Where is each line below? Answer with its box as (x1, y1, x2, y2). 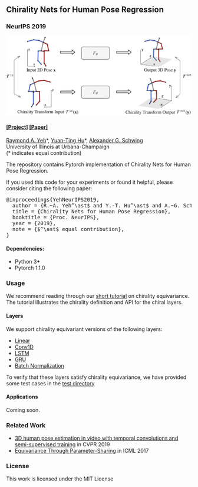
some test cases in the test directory (6, 379, 95, 387)
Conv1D (14, 343, 34, 350)
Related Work (6, 421, 46, 429)
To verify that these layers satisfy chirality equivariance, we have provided (6, 374, 187, 381)
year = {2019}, (12, 220, 56, 226)
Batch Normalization (14, 362, 65, 369)
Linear (14, 337, 31, 344)
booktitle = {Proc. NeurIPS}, (12, 214, 100, 220)
